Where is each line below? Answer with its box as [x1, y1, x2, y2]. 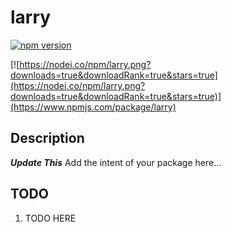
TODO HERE [24, 212, 77, 224]
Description [10, 130, 85, 147]
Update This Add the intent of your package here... [10, 156, 222, 168]
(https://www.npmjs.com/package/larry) [10, 101, 177, 113]
